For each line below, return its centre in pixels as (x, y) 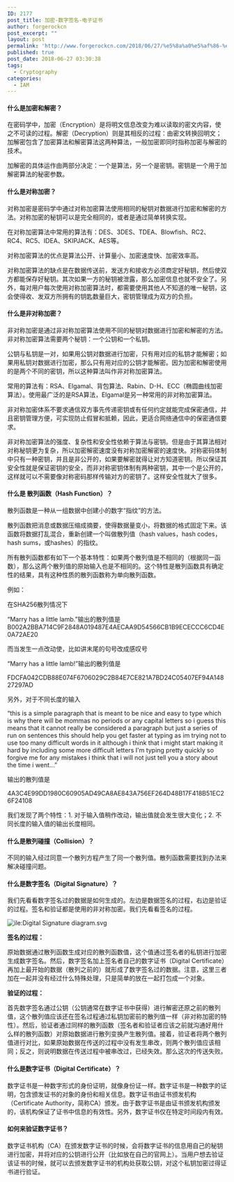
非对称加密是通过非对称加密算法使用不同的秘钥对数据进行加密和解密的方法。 (117, 330)
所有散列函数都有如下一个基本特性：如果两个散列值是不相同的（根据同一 (111, 558)
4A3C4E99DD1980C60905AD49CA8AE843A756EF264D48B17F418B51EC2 (116, 794)
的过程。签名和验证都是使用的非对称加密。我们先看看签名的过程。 (102, 909)
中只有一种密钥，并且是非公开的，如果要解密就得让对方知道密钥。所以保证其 (117, 459)
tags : (15, 65)
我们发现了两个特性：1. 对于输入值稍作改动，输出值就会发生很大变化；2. (111, 815)
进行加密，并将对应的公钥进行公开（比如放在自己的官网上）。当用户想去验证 (116, 1154)
